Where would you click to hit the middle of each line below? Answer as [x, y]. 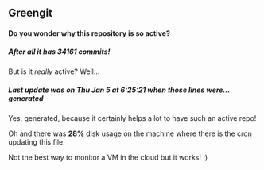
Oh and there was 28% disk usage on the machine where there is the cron [130, 133]
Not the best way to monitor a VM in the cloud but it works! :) [108, 157]
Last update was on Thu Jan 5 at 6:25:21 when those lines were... [119, 90]
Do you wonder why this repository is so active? [89, 33]
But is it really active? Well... [54, 71]
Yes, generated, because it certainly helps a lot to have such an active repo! [132, 118]
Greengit [31, 13]
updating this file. [37, 141]
